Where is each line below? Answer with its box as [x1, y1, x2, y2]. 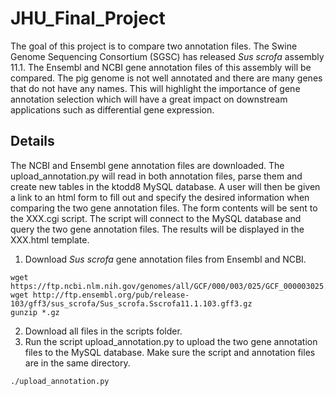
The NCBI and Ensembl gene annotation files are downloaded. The [10, 159, 285, 171]
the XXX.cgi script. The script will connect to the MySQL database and [10, 212, 302, 224]
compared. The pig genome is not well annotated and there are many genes [10, 72, 323, 84]
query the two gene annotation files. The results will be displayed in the [10, 223, 305, 235]
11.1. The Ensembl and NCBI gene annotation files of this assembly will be [10, 61, 312, 73]
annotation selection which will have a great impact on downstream [10, 93, 288, 105]
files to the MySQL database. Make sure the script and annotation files [24, 346, 316, 358]
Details [10, 133, 55, 150]
